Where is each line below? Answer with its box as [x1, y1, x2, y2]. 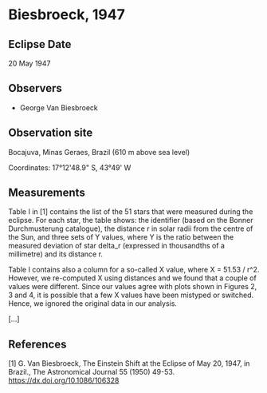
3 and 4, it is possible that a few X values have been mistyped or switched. [8, 290, 254, 300]
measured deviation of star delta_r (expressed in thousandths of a [8, 241, 226, 251]
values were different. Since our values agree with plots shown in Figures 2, [8, 282, 257, 292]
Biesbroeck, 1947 [8, 6, 126, 24]
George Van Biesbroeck [19, 102, 98, 113]
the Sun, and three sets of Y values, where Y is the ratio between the [8, 232, 234, 242]
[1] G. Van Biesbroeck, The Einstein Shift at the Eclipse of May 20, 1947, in [8, 359, 250, 368]
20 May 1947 [8, 58, 51, 68]
